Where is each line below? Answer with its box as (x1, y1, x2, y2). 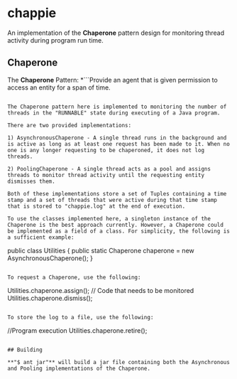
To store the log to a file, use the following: (7, 314, 154, 321)
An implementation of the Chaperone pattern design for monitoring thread (7, 28, 225, 37)
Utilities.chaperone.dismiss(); (7, 294, 93, 302)
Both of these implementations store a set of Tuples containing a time (7, 190, 227, 197)
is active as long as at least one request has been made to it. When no (7, 140, 231, 147)
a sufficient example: (7, 233, 75, 241)
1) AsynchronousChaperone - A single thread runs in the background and (7, 134, 227, 142)
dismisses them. (7, 178, 55, 185)
